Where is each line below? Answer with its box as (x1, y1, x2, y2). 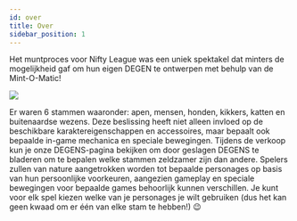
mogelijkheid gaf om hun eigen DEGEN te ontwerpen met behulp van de (9, 63, 274, 74)
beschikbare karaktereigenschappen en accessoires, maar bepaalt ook (9, 126, 270, 136)
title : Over (9, 21, 54, 30)
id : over (9, 12, 42, 22)
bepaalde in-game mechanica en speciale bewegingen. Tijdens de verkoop (9, 135, 286, 146)
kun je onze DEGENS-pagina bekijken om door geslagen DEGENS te (9, 144, 260, 156)
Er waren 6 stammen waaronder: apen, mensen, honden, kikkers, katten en (9, 107, 285, 118)
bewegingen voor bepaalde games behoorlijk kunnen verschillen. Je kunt (9, 183, 279, 193)
